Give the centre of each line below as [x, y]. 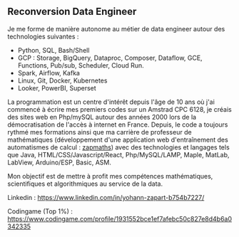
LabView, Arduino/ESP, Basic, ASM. [60, 162]
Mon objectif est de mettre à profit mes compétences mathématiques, [110, 176]
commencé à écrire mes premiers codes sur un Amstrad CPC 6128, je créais [119, 109]
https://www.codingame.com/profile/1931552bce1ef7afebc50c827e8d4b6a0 [120, 218]
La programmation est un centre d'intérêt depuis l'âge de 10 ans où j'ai [111, 102]
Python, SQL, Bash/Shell [54, 50]
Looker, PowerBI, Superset [57, 88]
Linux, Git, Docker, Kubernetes [62, 80]
